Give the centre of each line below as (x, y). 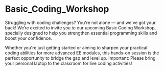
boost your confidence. (29, 38)
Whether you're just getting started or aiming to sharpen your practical (76, 47)
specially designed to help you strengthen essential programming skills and (81, 33)
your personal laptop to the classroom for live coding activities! (69, 63)
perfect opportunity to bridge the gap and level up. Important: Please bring (80, 58)
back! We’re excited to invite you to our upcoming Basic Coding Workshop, (81, 27)
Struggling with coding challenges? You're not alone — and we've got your (80, 23)
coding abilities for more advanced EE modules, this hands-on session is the (82, 53)
